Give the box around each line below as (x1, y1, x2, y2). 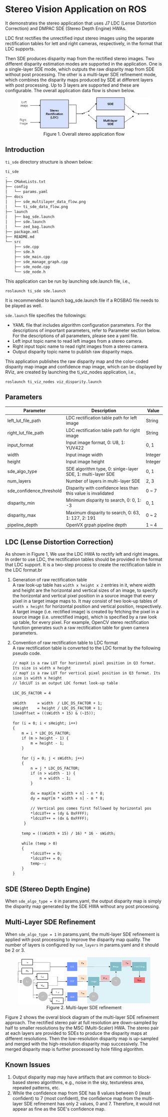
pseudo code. (12, 650, 41, 656)
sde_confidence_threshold (7, 488, 62, 494)
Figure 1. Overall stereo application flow (43, 131, 125, 137)
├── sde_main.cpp (14, 254, 50, 259)
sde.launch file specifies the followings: (5, 312, 86, 318)
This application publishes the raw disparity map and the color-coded (5, 358, 148, 364)
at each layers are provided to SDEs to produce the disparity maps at (5, 1030, 147, 1036)
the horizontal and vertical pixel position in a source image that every (12, 593, 155, 599)
